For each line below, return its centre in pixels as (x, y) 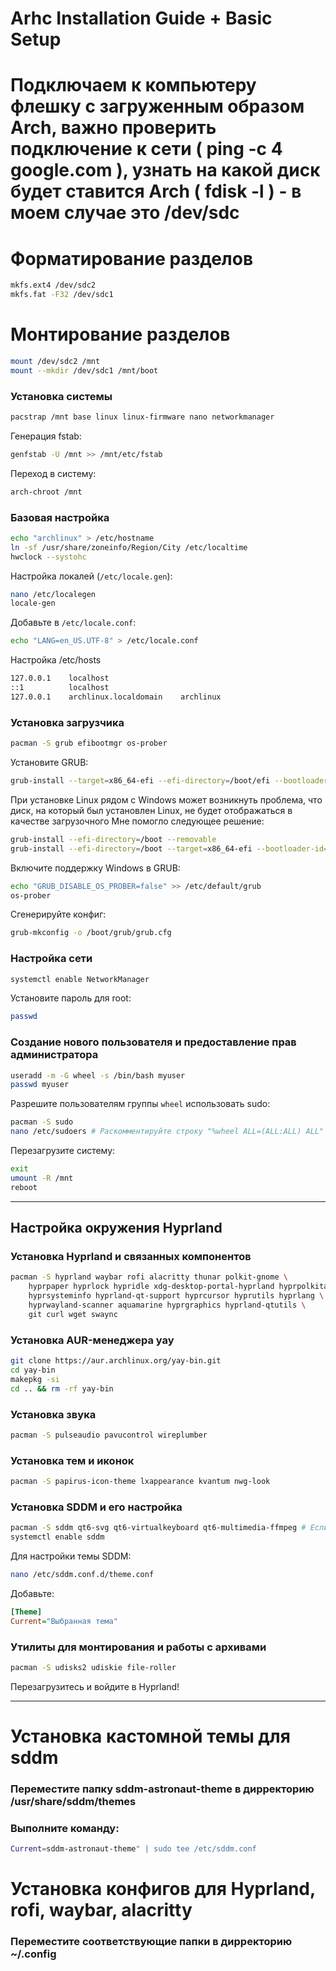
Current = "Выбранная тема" (64, 1621)
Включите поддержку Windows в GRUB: (95, 868)
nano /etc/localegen (53, 594)
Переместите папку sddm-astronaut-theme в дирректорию (162, 1789)
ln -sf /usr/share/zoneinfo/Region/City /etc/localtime (129, 547)
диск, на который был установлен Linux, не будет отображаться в (151, 810)
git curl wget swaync (73, 1314)
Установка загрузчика (67, 722)
